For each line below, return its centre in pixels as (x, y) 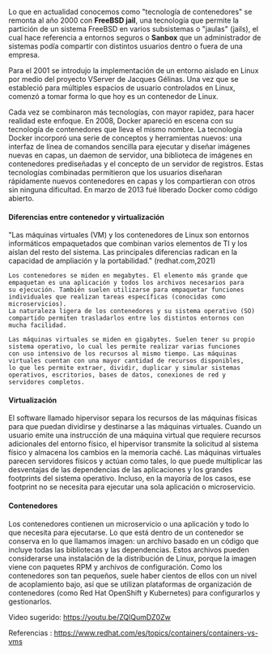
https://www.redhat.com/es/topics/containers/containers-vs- (156, 633)
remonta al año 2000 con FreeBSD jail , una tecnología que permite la (123, 20)
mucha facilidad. (38, 325)
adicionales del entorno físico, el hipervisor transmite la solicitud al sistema (134, 444)
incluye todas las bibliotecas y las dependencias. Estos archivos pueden (129, 549)
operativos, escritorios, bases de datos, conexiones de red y (117, 375)
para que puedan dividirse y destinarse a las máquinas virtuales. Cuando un (135, 427)
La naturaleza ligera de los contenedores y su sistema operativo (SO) (132, 312)
